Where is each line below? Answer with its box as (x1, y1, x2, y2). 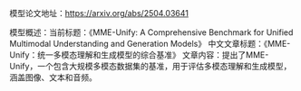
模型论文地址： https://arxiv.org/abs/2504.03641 (9, 8, 189, 18)
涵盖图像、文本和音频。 (9, 72, 97, 83)
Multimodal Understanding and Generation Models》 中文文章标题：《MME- (9, 39, 291, 49)
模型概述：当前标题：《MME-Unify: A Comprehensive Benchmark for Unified (9, 27, 294, 38)
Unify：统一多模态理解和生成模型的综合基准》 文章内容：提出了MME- (9, 50, 269, 60)
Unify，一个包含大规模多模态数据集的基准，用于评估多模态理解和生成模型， (9, 61, 292, 71)
